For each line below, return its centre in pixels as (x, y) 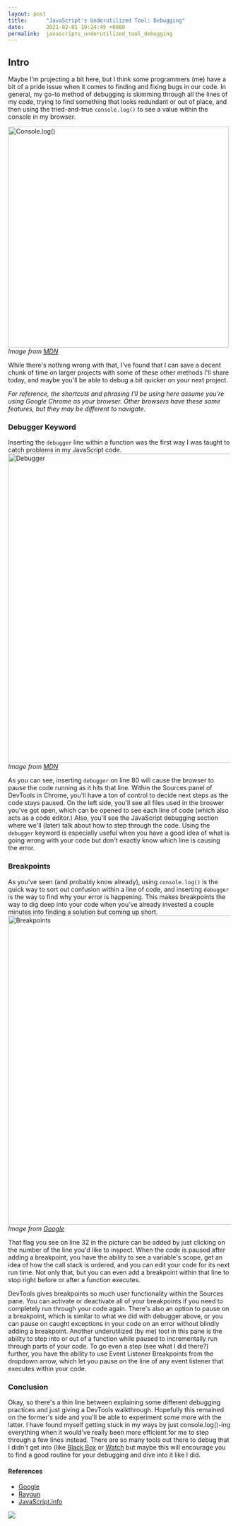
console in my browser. (42, 117)
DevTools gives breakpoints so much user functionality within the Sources (116, 1293)
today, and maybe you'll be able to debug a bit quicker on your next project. (118, 380)
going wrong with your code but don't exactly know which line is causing (114, 840)
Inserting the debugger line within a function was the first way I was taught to (119, 442)
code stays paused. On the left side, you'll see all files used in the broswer (116, 803)
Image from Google (36, 1228)
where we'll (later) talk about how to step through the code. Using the (109, 826)
